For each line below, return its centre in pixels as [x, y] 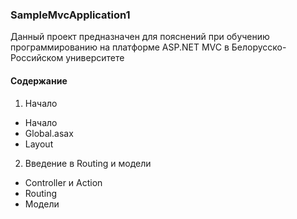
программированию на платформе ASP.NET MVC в [120, 47]
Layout [39, 144]
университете [95, 58]
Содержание [39, 80]
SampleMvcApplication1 [70, 15]
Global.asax [49, 133]
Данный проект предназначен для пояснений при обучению [140, 37]
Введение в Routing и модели [88, 163]
